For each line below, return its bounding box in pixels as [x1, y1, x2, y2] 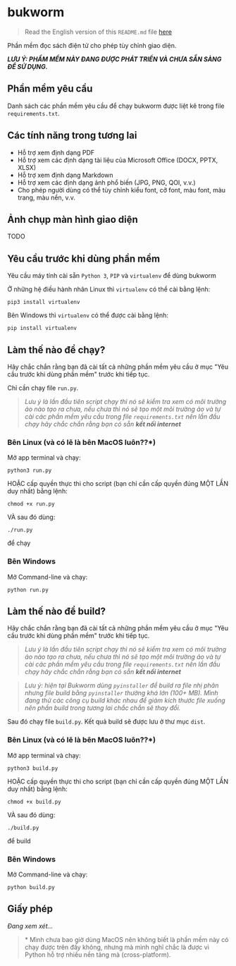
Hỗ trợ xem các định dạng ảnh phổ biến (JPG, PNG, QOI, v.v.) [17, 178, 196, 187]
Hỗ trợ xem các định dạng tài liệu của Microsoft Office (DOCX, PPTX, [17, 156, 218, 164]
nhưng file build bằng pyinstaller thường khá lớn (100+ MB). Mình [24, 689, 218, 697]
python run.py [7, 586, 49, 593]
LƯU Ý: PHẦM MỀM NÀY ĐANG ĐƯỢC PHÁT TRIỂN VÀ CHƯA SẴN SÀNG [7, 54, 222, 63]
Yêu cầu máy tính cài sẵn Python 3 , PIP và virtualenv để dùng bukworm [7, 271, 217, 280]
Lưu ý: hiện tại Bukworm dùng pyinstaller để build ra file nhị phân [24, 681, 219, 690]
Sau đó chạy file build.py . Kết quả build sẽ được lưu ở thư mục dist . [7, 717, 206, 726]
